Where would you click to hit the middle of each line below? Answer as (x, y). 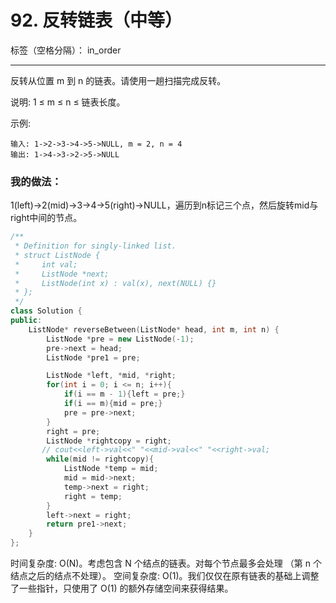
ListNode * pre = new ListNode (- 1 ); (120, 339)
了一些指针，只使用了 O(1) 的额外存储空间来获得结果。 (122, 588)
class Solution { (46, 311)
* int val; (46, 264)
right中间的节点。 (46, 218)
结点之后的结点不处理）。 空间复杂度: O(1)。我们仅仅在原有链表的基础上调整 (165, 576)
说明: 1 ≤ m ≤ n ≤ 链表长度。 (68, 102)
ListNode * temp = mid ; (111, 469)
